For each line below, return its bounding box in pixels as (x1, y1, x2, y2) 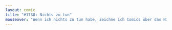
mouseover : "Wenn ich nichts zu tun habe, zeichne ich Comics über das (5, 17, 161, 22)
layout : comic (5, 7, 36, 13)
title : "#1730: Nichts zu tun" (5, 12, 72, 17)
